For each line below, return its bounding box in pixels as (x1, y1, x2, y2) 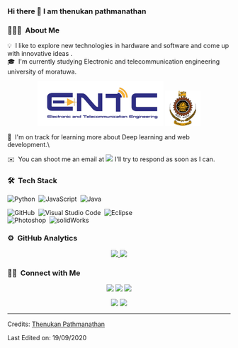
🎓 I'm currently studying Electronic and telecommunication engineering (7, 57, 220, 66)
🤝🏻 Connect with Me (7, 268, 81, 278)
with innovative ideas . (7, 50, 73, 58)
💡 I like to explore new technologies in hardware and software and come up (7, 42, 229, 50)
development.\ (7, 141, 50, 149)
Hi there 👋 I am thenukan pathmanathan (7, 6, 147, 16)
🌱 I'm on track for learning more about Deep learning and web (7, 133, 190, 141)
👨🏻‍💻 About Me (7, 25, 60, 35)
